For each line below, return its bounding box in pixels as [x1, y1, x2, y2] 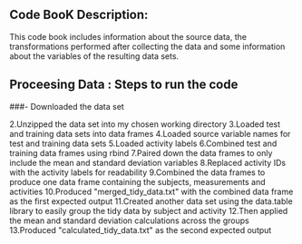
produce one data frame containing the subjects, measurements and [9, 176, 266, 187]
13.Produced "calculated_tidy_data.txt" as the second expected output [9, 224, 272, 235]
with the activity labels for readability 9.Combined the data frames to [9, 167, 266, 178]
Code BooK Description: [9, 7, 149, 23]
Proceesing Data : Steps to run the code [9, 77, 239, 93]
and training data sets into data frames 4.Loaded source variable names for [9, 128, 291, 139]
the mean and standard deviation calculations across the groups [9, 215, 249, 226]
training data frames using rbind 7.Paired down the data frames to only [9, 147, 273, 158]
